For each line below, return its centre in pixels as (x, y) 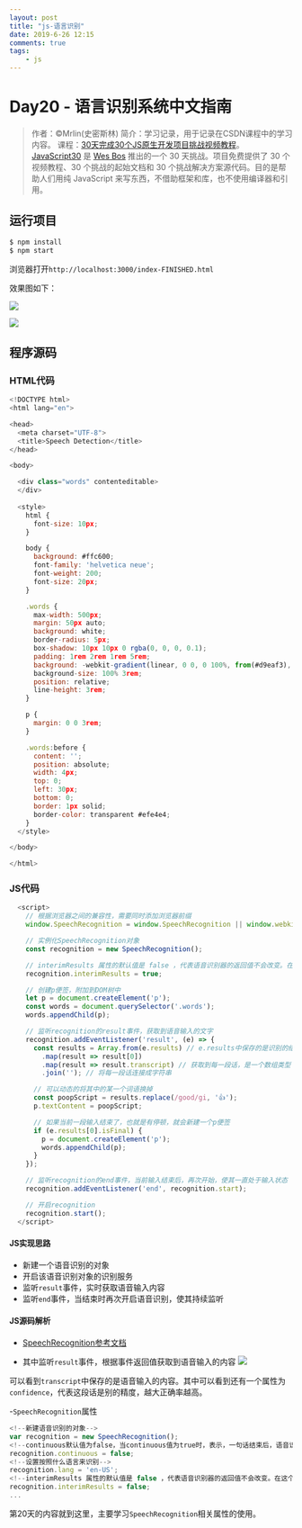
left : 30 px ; (55, 790)
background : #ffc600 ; (74, 557)
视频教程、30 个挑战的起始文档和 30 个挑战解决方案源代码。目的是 (155, 166)
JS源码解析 (30, 1321)
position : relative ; (71, 682)
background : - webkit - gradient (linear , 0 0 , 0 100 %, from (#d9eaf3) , (162, 665)
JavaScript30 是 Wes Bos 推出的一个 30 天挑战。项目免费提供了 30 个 (160, 156)
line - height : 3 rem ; (69, 690)
